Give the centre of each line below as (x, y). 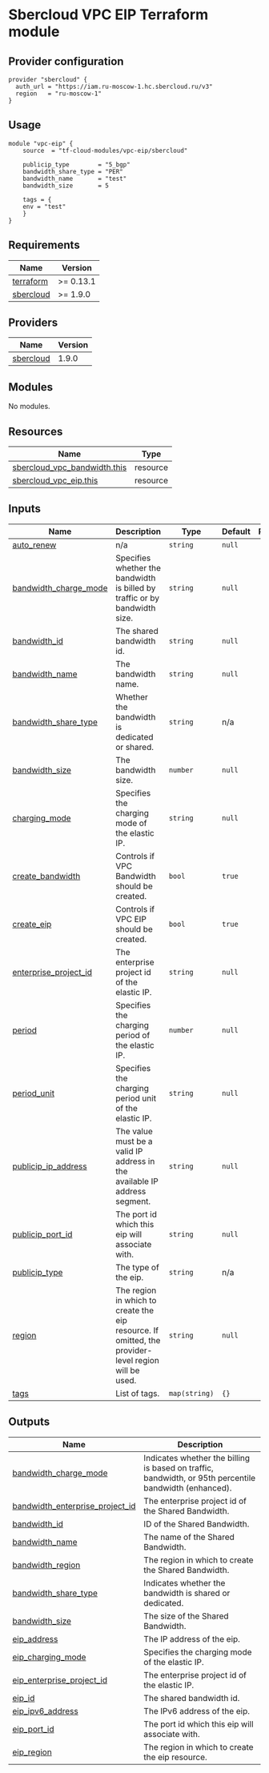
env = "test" (44, 207)
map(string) (191, 1393)
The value (134, 1131)
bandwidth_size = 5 (66, 186)
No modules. (29, 407)
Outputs (29, 1422)
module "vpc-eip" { (41, 143)
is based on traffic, (179, 1468)
